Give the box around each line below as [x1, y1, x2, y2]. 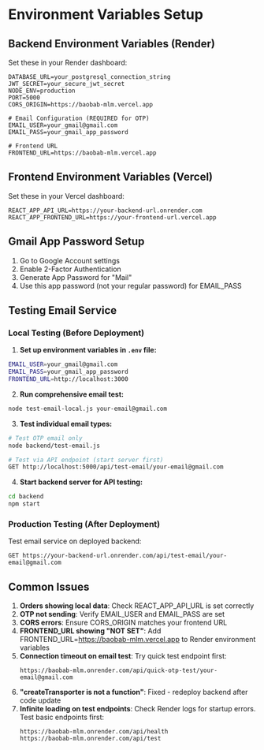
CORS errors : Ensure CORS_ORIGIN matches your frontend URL [19, 618, 228, 628]
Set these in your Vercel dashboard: [8, 191, 125, 200]
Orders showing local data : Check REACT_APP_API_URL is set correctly [19, 601, 255, 610]
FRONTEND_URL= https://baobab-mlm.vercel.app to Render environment [19, 635, 256, 644]
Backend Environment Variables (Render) [8, 37, 215, 50]
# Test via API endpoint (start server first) [8, 456, 164, 464]
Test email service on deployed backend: [8, 536, 142, 546]
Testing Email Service [8, 304, 117, 317]
